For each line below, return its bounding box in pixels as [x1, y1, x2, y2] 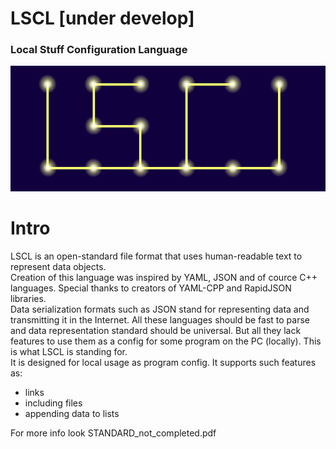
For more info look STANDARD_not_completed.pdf [10, 427, 217, 439]
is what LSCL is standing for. [10, 345, 128, 357]
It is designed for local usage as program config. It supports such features [10, 356, 317, 368]
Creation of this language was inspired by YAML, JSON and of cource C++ [10, 271, 318, 283]
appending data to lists [24, 407, 120, 419]
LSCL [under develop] [10, 7, 195, 30]
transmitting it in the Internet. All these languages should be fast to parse [10, 313, 310, 326]
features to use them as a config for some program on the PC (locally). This [10, 335, 322, 347]
